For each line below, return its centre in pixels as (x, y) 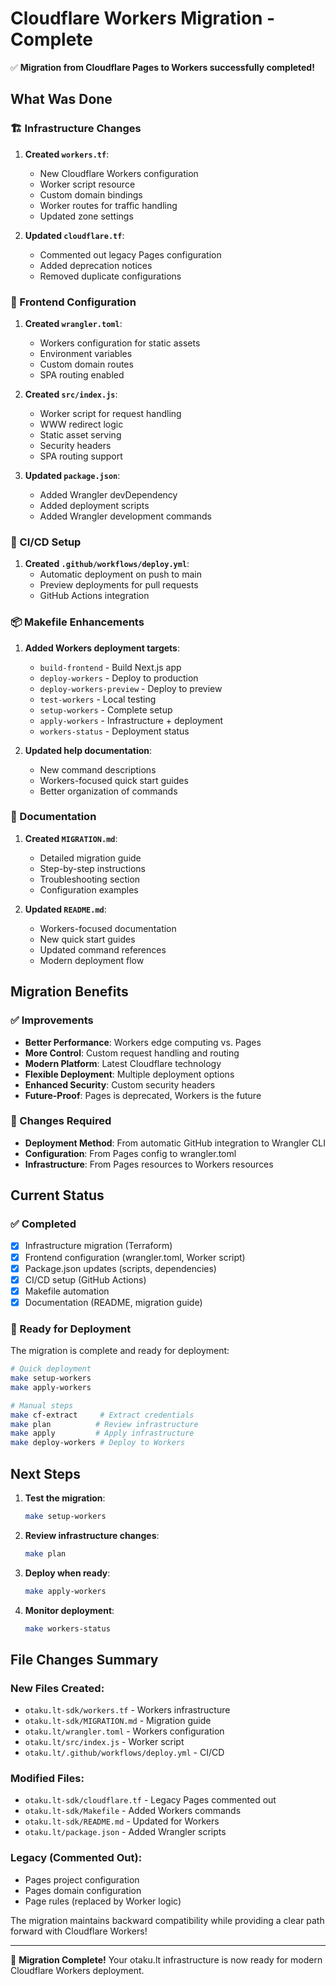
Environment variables (86, 353)
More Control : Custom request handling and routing (132, 1053)
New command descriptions (98, 769)
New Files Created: (57, 1688)
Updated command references (103, 949)
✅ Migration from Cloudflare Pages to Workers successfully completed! (162, 67)
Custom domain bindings (91, 194)
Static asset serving (80, 434)
